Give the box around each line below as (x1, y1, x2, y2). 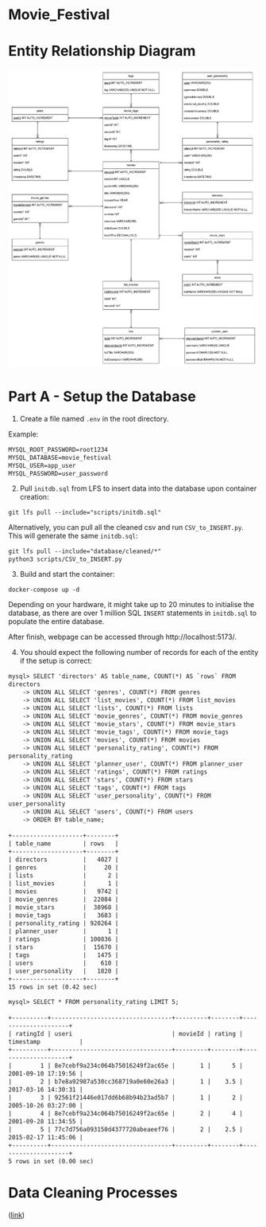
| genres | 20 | (8, 863, 119, 872)
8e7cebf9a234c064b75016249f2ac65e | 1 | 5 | (54, 1061, 244, 1069)
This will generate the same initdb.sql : (8, 531, 138, 540)
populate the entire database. (8, 616, 105, 626)
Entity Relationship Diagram (8, 42, 196, 61)
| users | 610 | (8, 958, 119, 967)
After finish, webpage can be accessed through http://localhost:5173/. (8, 632, 237, 641)
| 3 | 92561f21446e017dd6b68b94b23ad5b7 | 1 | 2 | (8, 1093, 244, 1101)
